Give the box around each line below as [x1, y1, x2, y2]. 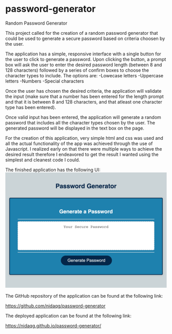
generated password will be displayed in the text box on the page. [5, 125, 144, 131]
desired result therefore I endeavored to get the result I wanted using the [5, 151, 159, 157]
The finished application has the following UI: [5, 166, 101, 173]
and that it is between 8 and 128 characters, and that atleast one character [5, 98, 163, 105]
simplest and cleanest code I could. [5, 157, 80, 163]
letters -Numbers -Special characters [5, 78, 84, 84]
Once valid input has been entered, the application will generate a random [5, 114, 161, 120]
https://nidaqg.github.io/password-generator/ [5, 323, 101, 329]
